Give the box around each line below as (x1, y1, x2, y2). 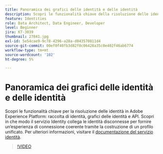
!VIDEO (16, 144, 32, 150)
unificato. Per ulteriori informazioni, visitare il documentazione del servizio (5, 129, 154, 135)
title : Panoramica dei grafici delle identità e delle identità (5, 7, 138, 12)
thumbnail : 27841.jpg (5, 34, 49, 39)
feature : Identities (5, 16, 47, 21)
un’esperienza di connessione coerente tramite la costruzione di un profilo (5, 124, 154, 130)
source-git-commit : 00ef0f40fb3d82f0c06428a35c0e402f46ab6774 (5, 43, 133, 48)
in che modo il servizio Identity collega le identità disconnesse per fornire (5, 119, 152, 124)
